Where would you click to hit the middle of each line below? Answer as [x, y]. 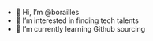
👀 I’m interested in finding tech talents [77, 20]
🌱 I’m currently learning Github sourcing [80, 29]
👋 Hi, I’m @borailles [47, 12]
